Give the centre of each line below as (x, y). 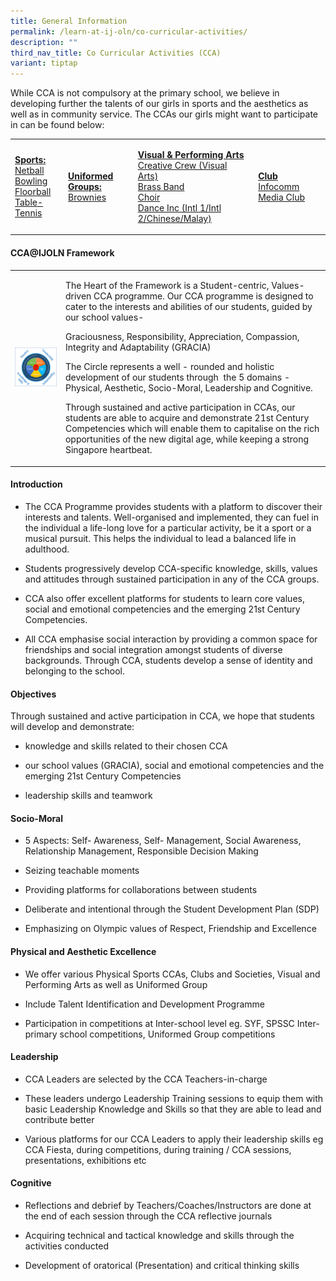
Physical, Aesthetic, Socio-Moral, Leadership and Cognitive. (188, 388)
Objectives (33, 694)
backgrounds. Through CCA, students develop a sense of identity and (168, 661)
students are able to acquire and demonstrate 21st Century (187, 418)
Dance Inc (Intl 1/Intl (179, 207)
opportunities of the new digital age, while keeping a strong (186, 439)
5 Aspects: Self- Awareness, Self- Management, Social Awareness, (163, 841)
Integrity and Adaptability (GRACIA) (138, 347)
